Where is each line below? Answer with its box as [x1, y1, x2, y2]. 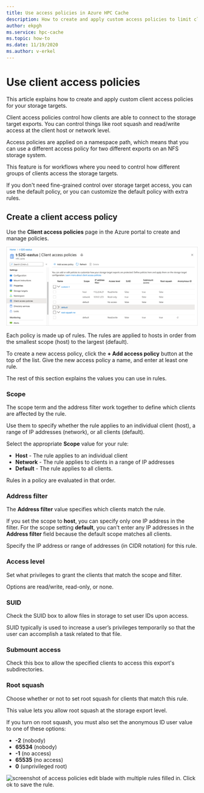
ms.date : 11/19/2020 [6, 42, 59, 48]
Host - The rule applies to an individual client [15, 452, 128, 459]
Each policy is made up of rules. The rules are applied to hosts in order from [6, 332, 196, 339]
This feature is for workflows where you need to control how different [6, 163, 180, 170]
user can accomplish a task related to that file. [6, 631, 122, 638]
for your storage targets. [6, 102, 68, 109]
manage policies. [6, 234, 49, 242]
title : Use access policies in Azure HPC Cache [6, 10, 129, 16]
